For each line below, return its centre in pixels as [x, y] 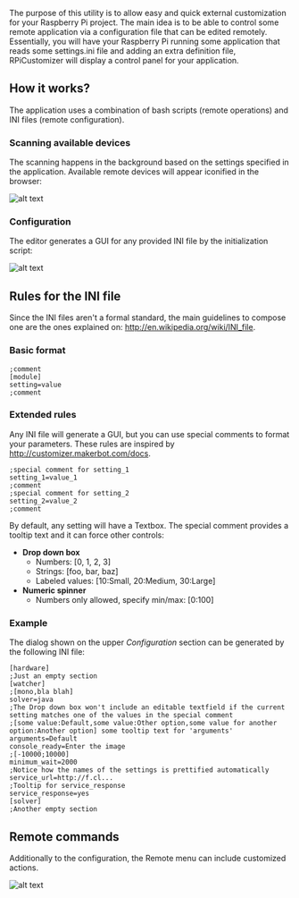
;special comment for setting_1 [69, 470]
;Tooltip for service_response [67, 786]
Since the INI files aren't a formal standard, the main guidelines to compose [148, 318]
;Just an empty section [54, 676]
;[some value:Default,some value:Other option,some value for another [143, 724]
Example [29, 623]
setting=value [36, 385]
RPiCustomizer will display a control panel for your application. [124, 60]
